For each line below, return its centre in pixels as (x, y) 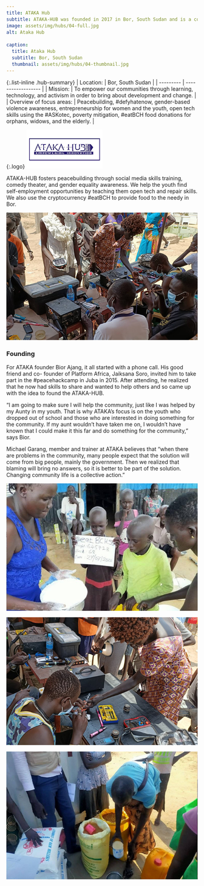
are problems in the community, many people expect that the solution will (98, 455)
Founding (21, 354)
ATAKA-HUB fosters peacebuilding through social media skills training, (95, 178)
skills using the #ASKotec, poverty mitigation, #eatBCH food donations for (99, 114)
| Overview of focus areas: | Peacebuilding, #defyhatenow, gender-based (98, 102)
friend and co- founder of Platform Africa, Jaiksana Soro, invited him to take (101, 374)
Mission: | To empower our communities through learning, (121, 89)
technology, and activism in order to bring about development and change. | (101, 95)
